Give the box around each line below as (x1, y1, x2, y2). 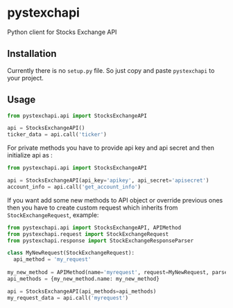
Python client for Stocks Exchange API (7, 28, 117, 36)
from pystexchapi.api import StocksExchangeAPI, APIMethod (7, 224, 182, 231)
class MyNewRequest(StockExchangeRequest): (7, 250, 135, 257)
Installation (7, 48, 57, 60)
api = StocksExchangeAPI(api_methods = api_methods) (7, 288, 157, 295)
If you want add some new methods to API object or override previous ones (7, 196, 223, 204)
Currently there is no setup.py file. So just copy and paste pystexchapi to (7, 66, 215, 74)
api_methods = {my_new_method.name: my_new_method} (7, 275, 159, 282)
